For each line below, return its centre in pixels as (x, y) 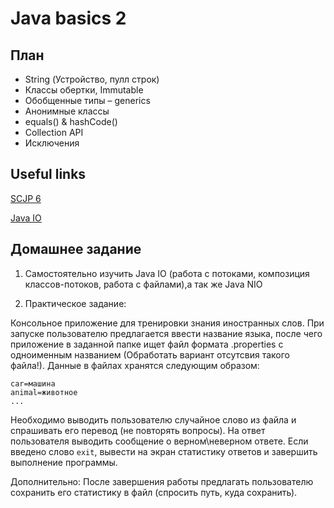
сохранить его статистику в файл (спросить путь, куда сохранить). (154, 492)
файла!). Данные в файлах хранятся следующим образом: (135, 365)
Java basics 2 (68, 18)
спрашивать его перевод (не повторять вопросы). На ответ (138, 430)
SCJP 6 (26, 198)
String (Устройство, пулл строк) (92, 79)
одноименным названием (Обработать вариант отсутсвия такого (150, 354)
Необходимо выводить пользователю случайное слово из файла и (153, 419)
